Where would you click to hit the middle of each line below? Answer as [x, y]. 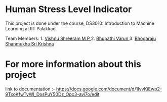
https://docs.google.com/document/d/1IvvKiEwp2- [109, 89]
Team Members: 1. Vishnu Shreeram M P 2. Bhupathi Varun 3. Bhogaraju [81, 38]
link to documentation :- [30, 89]
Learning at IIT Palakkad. [31, 28]
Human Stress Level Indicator [69, 9]
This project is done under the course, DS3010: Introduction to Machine [80, 23]
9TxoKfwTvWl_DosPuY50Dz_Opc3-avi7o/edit [52, 94]
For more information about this [73, 64]
